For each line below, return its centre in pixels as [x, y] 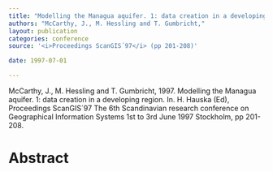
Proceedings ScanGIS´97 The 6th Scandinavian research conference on [129, 108]
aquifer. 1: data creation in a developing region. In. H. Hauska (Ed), [119, 99]
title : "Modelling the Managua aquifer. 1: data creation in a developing [138, 16]
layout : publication [43, 31]
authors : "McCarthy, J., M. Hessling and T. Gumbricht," [107, 24]
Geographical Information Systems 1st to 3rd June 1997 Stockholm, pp [126, 117]
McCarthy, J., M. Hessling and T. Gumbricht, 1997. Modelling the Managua [132, 91]
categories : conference [49, 39]
